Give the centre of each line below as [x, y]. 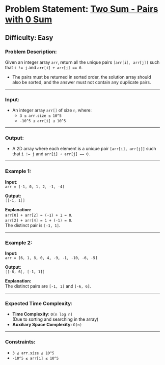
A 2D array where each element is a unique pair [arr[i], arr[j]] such [84, 149]
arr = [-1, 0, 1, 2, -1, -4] [35, 187]
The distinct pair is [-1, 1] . [33, 225]
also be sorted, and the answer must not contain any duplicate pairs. [82, 82]
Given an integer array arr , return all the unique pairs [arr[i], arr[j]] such [82, 62]
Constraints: [20, 342]
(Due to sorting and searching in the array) [55, 319]
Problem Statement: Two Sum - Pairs [82, 9]
